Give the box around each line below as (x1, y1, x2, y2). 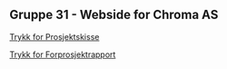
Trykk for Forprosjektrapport (9, 49, 116, 60)
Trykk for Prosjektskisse (9, 31, 100, 42)
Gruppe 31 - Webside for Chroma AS (9, 7, 219, 23)
